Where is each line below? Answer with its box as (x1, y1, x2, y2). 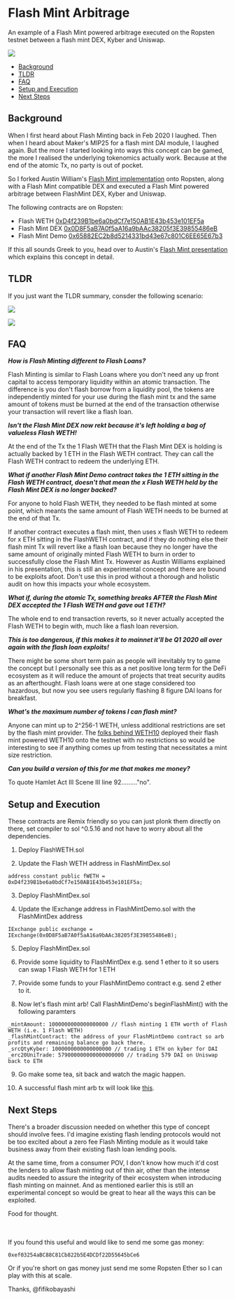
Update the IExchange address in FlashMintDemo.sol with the (17, 905, 196, 913)
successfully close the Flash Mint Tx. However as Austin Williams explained (8, 558, 226, 566)
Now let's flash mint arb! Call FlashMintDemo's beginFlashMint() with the (17, 1000, 228, 1008)
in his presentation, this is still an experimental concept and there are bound (8, 565, 227, 573)
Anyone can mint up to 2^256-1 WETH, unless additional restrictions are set (8, 721, 226, 730)
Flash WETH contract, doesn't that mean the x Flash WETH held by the (8, 478, 219, 487)
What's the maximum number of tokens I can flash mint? (8, 707, 177, 716)
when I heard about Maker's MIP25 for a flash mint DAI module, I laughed (8, 138, 219, 147)
